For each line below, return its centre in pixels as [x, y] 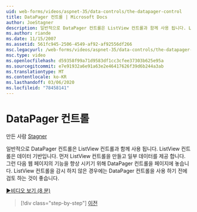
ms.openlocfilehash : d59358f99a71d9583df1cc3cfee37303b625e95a [85, 60]
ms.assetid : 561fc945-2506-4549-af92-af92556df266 [69, 45]
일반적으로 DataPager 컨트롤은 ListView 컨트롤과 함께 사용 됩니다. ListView [93, 149]
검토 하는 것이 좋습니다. [33, 178]
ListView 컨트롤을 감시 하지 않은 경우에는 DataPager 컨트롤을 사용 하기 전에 [101, 170]
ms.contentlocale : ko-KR [36, 77]
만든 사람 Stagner [27, 136]
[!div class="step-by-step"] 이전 [59, 203]
